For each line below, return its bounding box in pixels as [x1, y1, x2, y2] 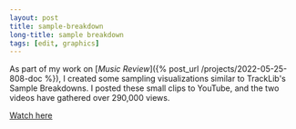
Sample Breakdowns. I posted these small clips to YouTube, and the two [9, 83, 280, 94]
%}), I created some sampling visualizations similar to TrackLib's [44, 74, 287, 84]
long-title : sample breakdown [9, 30, 125, 39]
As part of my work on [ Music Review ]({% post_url [9, 64, 199, 74]
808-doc [9, 74, 43, 84]
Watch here [9, 110, 53, 121]
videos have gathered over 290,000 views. [9, 93, 170, 104]
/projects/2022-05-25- [200, 64, 288, 74]
